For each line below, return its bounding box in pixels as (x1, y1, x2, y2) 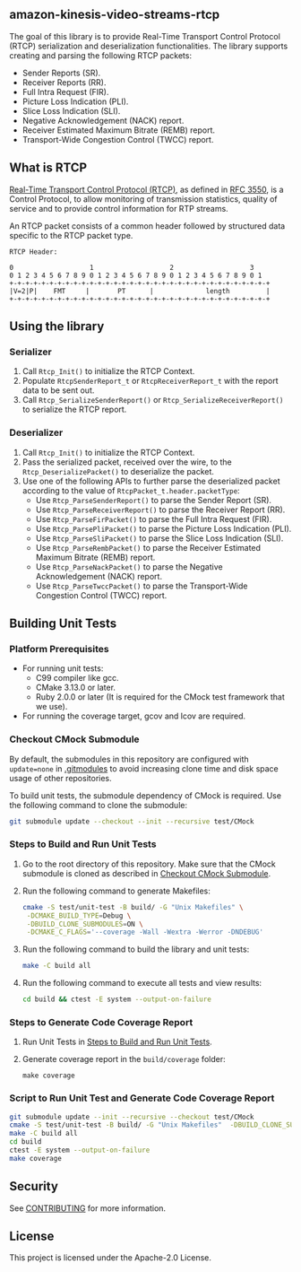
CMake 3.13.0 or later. (35, 682, 116, 693)
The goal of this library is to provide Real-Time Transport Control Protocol (9, 30, 280, 41)
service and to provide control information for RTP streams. (9, 203, 228, 213)
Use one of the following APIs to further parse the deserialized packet (21, 475, 280, 486)
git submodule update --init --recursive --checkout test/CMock (9, 1112, 254, 1121)
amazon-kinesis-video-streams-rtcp (9, 7, 220, 22)
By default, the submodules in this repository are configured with (9, 754, 249, 764)
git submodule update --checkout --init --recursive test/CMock (9, 816, 254, 826)
